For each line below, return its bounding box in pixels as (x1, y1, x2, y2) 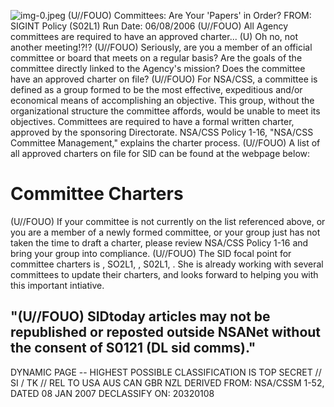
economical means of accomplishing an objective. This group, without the (10, 95, 315, 106)
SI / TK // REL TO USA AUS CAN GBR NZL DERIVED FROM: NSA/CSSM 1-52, (10, 376, 325, 389)
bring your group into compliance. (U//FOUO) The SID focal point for (10, 247, 292, 259)
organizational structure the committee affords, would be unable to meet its (10, 105, 321, 117)
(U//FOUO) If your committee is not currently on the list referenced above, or (10, 215, 326, 227)
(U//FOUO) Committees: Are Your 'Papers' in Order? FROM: (67, 10, 312, 21)
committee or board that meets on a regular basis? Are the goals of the (10, 52, 303, 64)
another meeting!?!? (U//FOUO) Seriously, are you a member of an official (10, 41, 313, 53)
